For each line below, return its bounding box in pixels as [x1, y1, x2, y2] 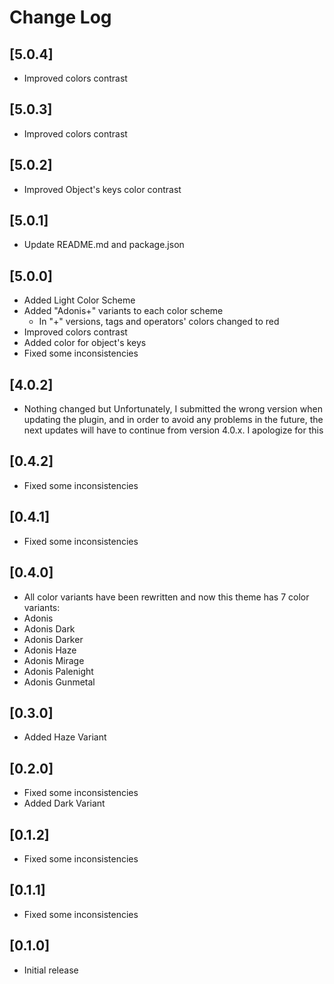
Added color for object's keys [23, 337, 147, 349]
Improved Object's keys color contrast [23, 183, 182, 195]
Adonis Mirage [23, 654, 85, 666]
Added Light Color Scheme [23, 294, 136, 306]
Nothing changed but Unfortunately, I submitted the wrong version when [23, 403, 323, 415]
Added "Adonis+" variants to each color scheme [23, 305, 224, 317]
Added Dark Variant [23, 797, 106, 810]
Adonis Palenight [23, 665, 94, 677]
